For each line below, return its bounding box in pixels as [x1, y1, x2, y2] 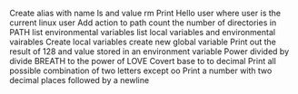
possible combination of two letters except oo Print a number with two [9, 65, 273, 76]
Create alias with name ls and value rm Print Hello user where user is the [9, 8, 282, 18]
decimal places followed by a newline [9, 75, 150, 85]
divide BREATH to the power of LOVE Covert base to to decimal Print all [9, 56, 277, 66]
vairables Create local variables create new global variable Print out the [9, 36, 277, 47]
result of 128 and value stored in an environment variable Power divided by [9, 46, 290, 57]
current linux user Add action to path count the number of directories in [9, 17, 277, 28]
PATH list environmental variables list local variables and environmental [9, 27, 275, 37]
